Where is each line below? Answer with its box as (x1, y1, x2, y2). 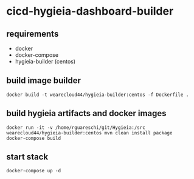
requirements (6, 29, 59, 39)
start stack (6, 152, 49, 163)
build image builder (6, 75, 81, 86)
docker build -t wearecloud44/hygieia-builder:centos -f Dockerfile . (6, 92, 189, 98)
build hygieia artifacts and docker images (6, 108, 167, 119)
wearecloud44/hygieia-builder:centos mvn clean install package (6, 130, 173, 136)
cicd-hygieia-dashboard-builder (6, 4, 174, 18)
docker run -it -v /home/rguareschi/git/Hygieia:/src (6, 124, 146, 131)
